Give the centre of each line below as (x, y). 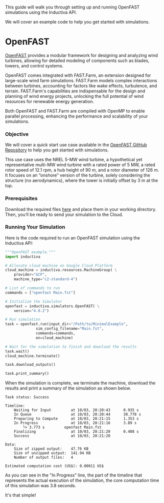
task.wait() (17, 351)
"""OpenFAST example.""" (30, 252)
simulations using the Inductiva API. (41, 12)
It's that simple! (21, 495)
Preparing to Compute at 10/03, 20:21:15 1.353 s (76, 419)
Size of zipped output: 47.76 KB (51, 449)
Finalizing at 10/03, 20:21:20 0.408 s (76, 432)
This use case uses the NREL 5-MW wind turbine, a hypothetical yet (74, 160)
